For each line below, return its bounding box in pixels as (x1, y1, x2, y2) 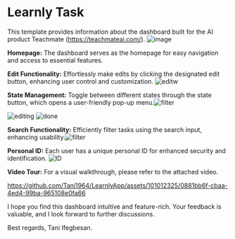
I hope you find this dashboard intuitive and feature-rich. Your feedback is (7, 202, 222, 211)
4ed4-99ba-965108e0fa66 (7, 188, 86, 197)
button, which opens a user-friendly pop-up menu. (7, 98, 155, 106)
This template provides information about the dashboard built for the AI (7, 27, 213, 36)
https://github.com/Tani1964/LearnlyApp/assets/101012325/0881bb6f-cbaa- (7, 181, 228, 190)
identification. (7, 154, 47, 162)
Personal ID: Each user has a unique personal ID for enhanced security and (7, 146, 227, 155)
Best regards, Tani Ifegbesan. (7, 223, 93, 232)
